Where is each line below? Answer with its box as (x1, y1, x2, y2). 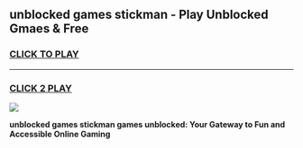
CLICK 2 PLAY (9, 82, 72, 94)
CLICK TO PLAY (9, 48, 79, 61)
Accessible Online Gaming (9, 128, 111, 139)
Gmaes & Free (9, 22, 89, 37)
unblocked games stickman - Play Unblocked (9, 7, 269, 22)
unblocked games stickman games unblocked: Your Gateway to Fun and (9, 118, 286, 129)
